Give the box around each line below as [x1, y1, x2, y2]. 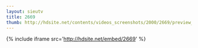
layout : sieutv [6, 8, 44, 15]
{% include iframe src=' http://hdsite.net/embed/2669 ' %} [6, 36, 146, 43]
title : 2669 [6, 14, 35, 20]
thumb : [6, 19, 22, 25]
